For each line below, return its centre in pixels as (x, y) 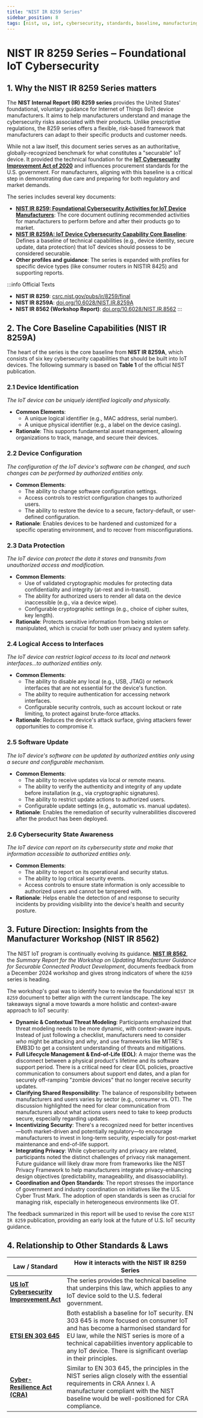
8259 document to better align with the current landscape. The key (89, 997)
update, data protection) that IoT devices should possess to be (93, 247)
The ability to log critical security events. (75, 878)
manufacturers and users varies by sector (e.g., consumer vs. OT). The (104, 1099)
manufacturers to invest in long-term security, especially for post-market (106, 1137)
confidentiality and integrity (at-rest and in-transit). (88, 590)
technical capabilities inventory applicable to (130, 1343)
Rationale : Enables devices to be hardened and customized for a (96, 523)
